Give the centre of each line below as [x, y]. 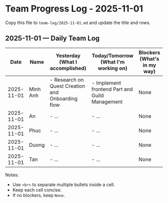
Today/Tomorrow [112, 56]
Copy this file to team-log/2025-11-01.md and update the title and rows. [78, 23]
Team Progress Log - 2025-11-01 [74, 9]
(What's [149, 59]
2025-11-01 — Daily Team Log [52, 38]
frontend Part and [112, 89]
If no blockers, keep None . [38, 195]
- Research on [67, 80]
